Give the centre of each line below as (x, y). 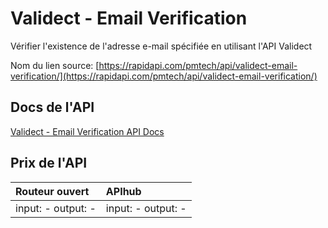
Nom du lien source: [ (55, 65)
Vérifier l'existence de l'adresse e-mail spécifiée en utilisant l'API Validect (161, 46)
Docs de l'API (52, 107)
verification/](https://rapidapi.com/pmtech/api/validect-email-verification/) (164, 76)
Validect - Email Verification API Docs (87, 131)
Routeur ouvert (52, 191)
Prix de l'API (49, 163)
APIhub (123, 191)
